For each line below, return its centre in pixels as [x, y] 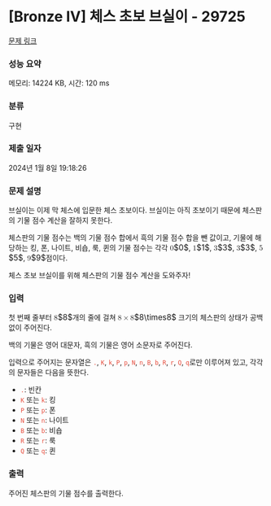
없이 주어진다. [31, 328]
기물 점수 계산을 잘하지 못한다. [65, 220]
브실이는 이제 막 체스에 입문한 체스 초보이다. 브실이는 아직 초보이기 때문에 [125, 210]
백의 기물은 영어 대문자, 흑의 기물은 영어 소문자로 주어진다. [101, 345]
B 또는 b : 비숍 [41, 430]
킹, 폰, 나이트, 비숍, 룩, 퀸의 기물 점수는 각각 [99, 248]
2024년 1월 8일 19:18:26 [48, 168]
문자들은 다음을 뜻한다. [53, 373]
